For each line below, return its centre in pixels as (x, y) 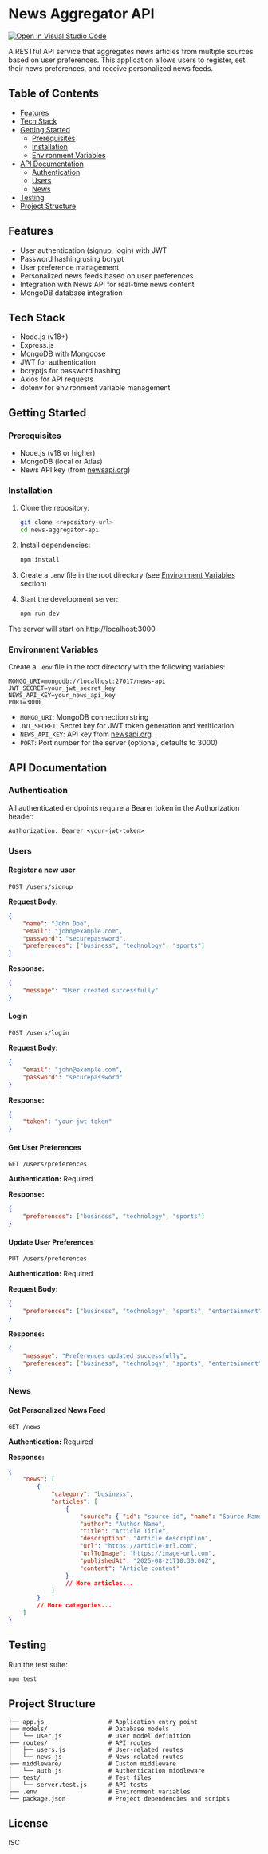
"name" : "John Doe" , (57, 923)
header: (21, 816)
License (28, 1823)
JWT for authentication (57, 362)
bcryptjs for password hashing (70, 371)
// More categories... (75, 1605)
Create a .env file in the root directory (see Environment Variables (127, 574)
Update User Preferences (51, 1242)
